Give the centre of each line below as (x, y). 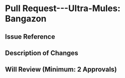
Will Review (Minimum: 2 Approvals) (61, 70)
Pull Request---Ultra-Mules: (63, 8)
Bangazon (26, 19)
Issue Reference (30, 37)
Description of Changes (42, 53)
